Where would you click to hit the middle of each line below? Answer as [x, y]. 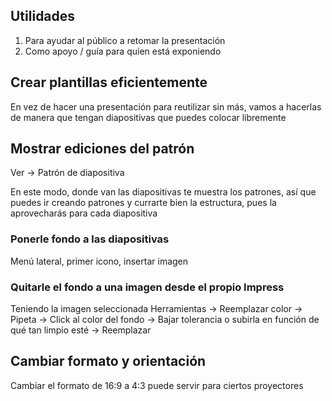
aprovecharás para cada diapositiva [84, 213]
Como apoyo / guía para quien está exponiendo [123, 51]
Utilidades [43, 16]
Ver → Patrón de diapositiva [67, 173]
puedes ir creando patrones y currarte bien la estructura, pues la [143, 203]
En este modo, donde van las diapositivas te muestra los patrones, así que [163, 192]
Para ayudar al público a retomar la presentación [125, 40]
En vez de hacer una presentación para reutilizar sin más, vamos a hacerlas [166, 106]
